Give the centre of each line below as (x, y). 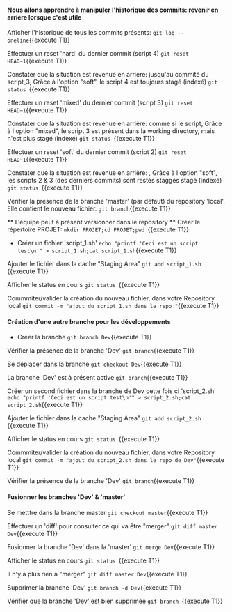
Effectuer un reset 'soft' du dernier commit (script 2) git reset (97, 152)
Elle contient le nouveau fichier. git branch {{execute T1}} (89, 208)
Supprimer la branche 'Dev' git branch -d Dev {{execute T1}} (94, 587)
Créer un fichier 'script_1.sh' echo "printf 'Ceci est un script (108, 243)
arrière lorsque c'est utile (44, 17)
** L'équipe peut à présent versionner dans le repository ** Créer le (104, 222)
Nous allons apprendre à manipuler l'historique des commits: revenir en (113, 10)
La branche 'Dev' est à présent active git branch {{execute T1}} (98, 378)
